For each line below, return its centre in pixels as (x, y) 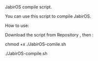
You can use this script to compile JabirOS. (48, 16)
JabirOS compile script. (29, 7)
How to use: (17, 25)
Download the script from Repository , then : (49, 35)
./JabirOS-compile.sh (26, 53)
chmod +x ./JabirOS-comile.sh (36, 44)
